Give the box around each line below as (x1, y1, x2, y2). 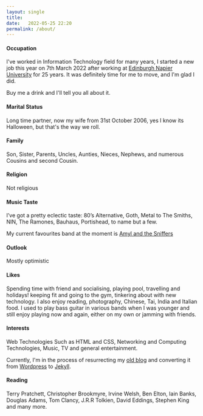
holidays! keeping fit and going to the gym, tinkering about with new (6, 291, 176, 298)
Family (6, 137, 24, 145)
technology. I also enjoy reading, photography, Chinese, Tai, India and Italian (6, 298, 198, 305)
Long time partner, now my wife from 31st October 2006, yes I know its (6, 117, 184, 124)
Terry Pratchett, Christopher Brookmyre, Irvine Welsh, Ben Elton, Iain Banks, (6, 390, 196, 398)
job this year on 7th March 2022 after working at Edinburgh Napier (6, 64, 173, 72)
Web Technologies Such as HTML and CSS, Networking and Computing (6, 338, 187, 345)
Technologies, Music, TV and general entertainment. (6, 344, 138, 352)
